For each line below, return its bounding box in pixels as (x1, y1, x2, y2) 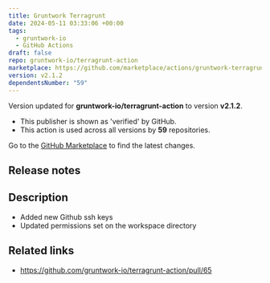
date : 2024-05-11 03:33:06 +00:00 (8, 19, 125, 27)
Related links (8, 244, 75, 257)
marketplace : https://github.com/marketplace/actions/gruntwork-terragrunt (8, 64, 268, 72)
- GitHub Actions (15, 42, 74, 50)
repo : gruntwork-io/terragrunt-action (8, 57, 138, 65)
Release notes (8, 164, 81, 177)
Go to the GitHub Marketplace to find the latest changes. (8, 140, 195, 150)
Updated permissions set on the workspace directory (19, 220, 197, 230)
